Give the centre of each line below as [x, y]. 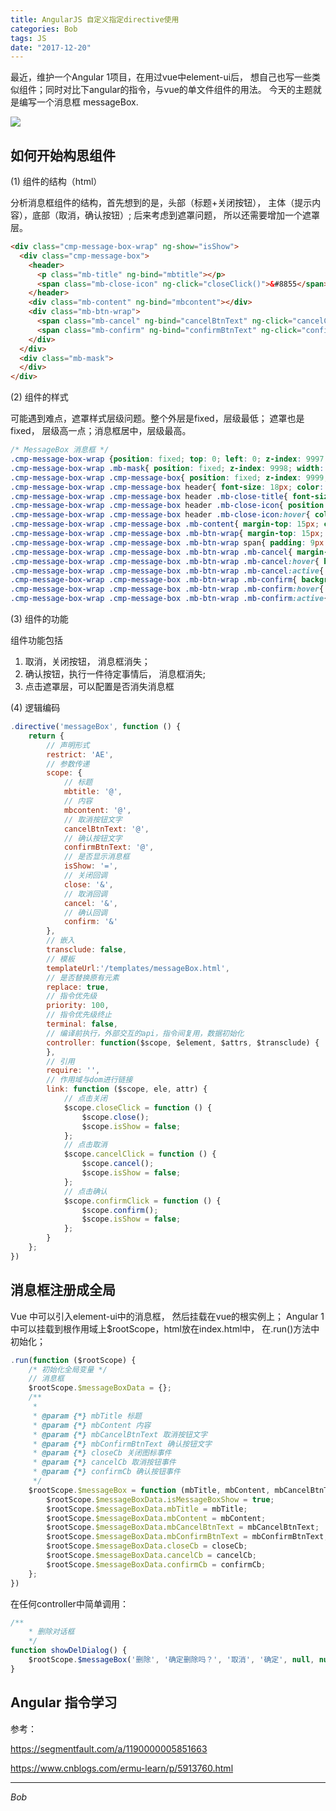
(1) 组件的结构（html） [56, 182]
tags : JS [28, 38]
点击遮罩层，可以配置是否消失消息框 [99, 687]
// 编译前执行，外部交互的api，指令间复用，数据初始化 [145, 1033]
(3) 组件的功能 [39, 619]
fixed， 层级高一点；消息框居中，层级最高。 [101, 431]
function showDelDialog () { [69, 1651]
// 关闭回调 [85, 876]
